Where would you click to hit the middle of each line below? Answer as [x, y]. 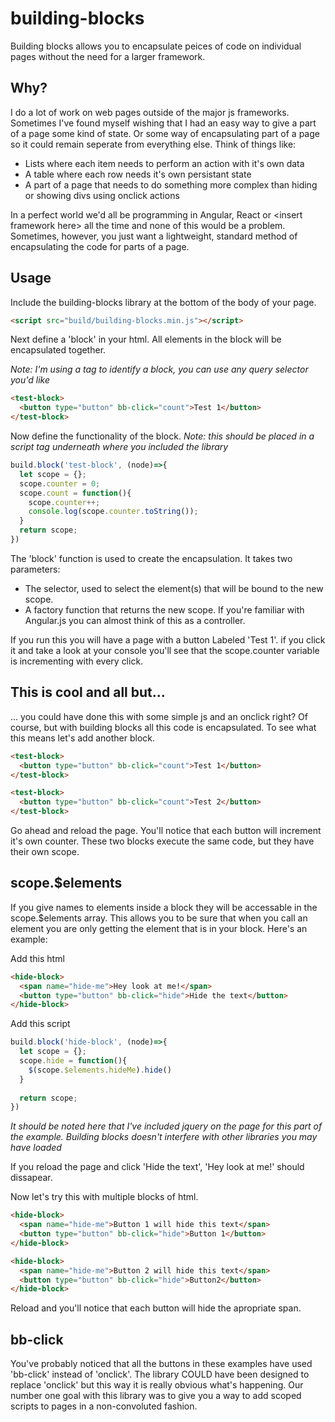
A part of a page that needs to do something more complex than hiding [171, 184]
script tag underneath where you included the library [119, 447]
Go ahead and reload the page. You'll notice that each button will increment [166, 830]
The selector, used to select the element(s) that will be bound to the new [174, 588]
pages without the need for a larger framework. [108, 56]
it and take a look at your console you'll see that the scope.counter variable [165, 650]
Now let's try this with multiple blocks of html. [104, 1197]
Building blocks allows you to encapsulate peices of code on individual [156, 46]
